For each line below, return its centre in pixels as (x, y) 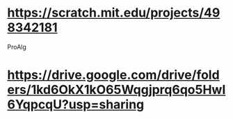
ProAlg (17, 47)
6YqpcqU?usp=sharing (76, 105)
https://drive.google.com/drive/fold (114, 75)
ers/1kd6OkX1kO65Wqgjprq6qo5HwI (116, 90)
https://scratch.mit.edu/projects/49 (114, 13)
